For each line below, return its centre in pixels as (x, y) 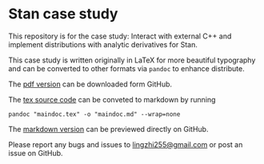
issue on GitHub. (36, 153)
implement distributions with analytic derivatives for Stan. (103, 44)
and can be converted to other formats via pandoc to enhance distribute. (127, 68)
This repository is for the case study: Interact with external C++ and (120, 36)
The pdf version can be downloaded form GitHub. (90, 84)
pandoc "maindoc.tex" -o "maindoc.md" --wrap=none (94, 114)
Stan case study (63, 14)
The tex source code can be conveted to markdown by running (112, 99)
